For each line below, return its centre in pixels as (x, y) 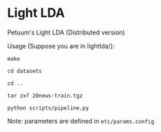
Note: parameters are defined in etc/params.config (81, 121)
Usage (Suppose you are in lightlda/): (61, 46)
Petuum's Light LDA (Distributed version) (66, 32)
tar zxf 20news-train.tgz (45, 95)
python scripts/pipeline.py (48, 108)
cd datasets (24, 71)
